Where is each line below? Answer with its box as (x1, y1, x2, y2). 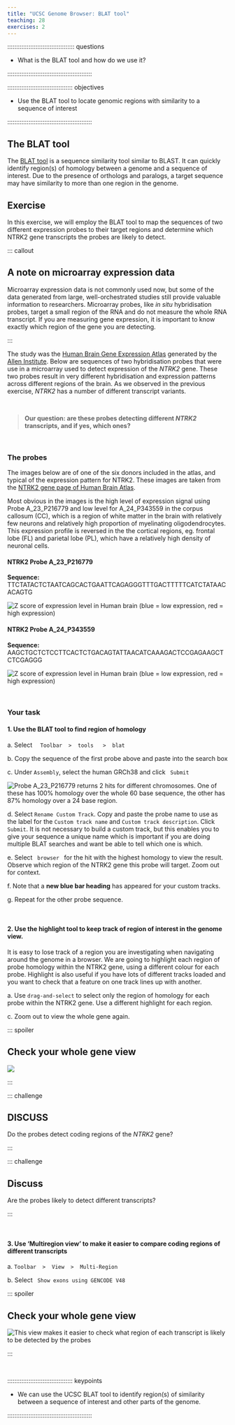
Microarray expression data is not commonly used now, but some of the (7, 285, 215, 294)
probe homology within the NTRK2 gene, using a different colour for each (7, 963, 219, 971)
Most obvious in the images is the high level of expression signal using (7, 497, 211, 505)
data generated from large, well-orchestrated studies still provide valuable (7, 292, 221, 301)
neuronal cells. (7, 542, 50, 550)
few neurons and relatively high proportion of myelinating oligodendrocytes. (7, 519, 226, 528)
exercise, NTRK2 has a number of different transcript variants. (7, 387, 187, 395)
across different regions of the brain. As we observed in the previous (7, 379, 206, 387)
